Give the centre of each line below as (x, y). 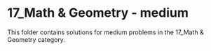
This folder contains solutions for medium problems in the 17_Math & (106, 32)
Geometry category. (36, 39)
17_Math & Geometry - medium (98, 13)
